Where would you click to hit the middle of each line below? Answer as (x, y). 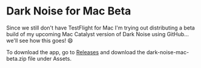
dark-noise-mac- (168, 52)
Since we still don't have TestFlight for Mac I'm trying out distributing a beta (100, 28)
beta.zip (16, 58)
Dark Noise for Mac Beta (69, 11)
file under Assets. (49, 58)
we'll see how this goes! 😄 (40, 40)
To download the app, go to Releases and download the (76, 52)
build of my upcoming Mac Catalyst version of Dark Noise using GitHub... (97, 34)
